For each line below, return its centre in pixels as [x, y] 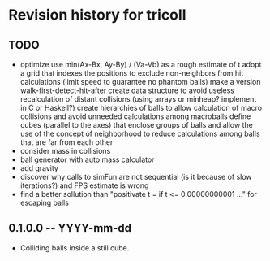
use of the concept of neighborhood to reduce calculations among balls [140, 133]
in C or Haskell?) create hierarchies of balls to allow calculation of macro [141, 108]
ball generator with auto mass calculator [87, 159]
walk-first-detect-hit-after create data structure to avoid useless [127, 90]
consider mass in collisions [65, 151]
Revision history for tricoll [97, 15]
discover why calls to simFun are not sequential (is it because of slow [136, 177]
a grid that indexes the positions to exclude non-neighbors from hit [132, 73]
